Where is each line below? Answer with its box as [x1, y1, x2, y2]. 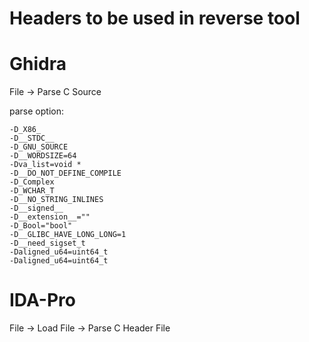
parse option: [9, 105, 64, 117]
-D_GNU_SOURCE [9, 142, 69, 152]
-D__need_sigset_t [9, 238, 86, 249]
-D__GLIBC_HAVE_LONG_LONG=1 [9, 230, 127, 240]
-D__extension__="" [9, 212, 91, 222]
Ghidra [9, 53, 67, 76]
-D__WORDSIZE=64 [9, 151, 77, 161]
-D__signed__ [9, 203, 64, 214]
